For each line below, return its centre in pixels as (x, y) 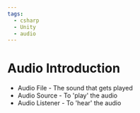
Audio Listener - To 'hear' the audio (69, 103)
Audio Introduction (64, 69)
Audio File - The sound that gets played (75, 88)
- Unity (25, 27)
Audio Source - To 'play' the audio (68, 95)
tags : (15, 14)
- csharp (27, 20)
